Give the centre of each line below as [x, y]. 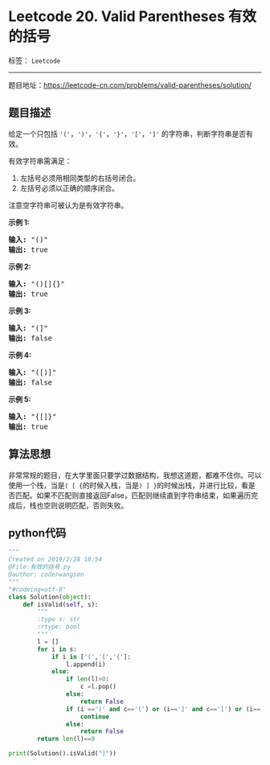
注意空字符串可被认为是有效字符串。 [68, 205]
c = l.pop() [98, 687]
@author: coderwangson [46, 574]
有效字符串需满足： [40, 161]
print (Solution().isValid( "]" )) [62, 754]
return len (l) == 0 [66, 739]
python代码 [37, 533]
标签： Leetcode [35, 60]
